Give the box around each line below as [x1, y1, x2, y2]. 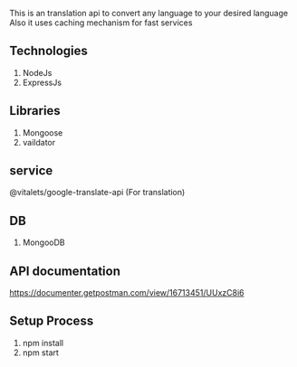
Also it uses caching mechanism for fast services [9, 17, 193, 28]
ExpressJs [22, 77, 62, 88]
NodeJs [22, 67, 53, 78]
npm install [22, 337, 64, 348]
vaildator [22, 136, 56, 147]
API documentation [9, 263, 120, 278]
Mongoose [22, 127, 63, 138]
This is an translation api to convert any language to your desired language [9, 8, 288, 18]
